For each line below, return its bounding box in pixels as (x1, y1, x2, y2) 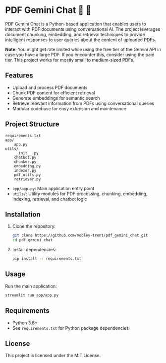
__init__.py (14, 150, 39, 155)
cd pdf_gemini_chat (12, 238, 53, 243)
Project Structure (5, 120, 59, 129)
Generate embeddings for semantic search (12, 95, 100, 101)
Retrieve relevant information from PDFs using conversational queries (12, 100, 155, 106)
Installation (5, 210, 41, 218)
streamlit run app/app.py (5, 292, 58, 297)
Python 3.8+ (12, 320, 38, 326)
